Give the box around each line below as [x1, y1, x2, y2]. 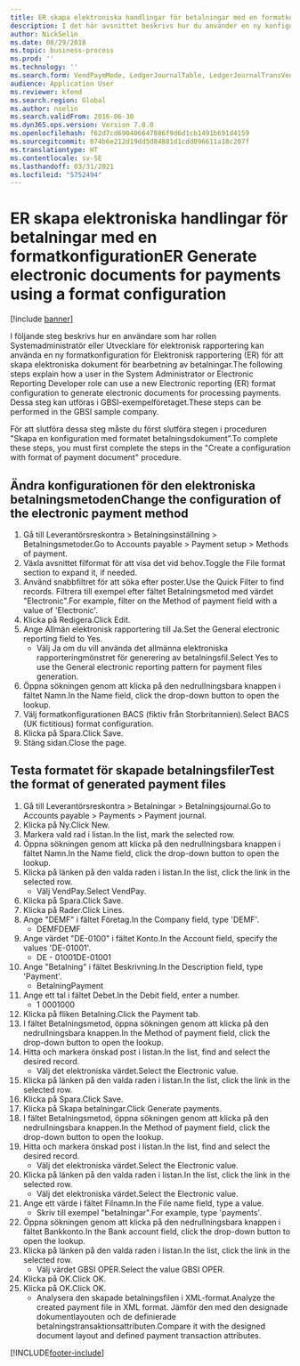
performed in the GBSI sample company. [10, 407, 159, 417]
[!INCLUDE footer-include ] [10, 1347, 105, 1358]
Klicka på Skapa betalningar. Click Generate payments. [22, 1103, 222, 1113]
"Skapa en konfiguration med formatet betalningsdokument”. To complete [10, 433, 279, 444]
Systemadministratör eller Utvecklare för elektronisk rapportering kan [10, 340, 265, 352]
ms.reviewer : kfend [10, 87, 83, 96]
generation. [36, 671, 79, 682]
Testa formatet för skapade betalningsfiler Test [10, 763, 275, 779]
